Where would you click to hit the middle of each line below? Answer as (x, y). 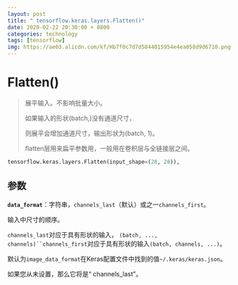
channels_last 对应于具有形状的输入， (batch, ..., (83, 234)
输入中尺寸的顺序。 (36, 219)
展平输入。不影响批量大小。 (66, 103)
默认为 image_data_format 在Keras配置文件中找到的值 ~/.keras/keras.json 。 (117, 259)
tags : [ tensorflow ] (36, 41)
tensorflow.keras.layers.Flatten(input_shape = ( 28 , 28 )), (94, 162)
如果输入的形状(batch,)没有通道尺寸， (80, 118)
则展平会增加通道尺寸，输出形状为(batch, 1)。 (92, 133)
